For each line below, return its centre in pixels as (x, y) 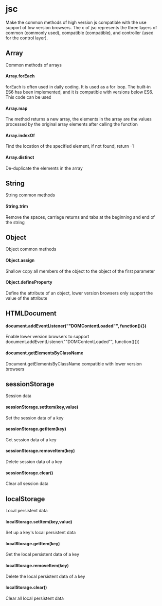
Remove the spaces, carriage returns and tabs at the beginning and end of (80, 217)
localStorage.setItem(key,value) (39, 521)
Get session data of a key (31, 440)
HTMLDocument (31, 314)
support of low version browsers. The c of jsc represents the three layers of (81, 27)
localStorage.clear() (26, 588)
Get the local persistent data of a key (43, 554)
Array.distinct (20, 157)
